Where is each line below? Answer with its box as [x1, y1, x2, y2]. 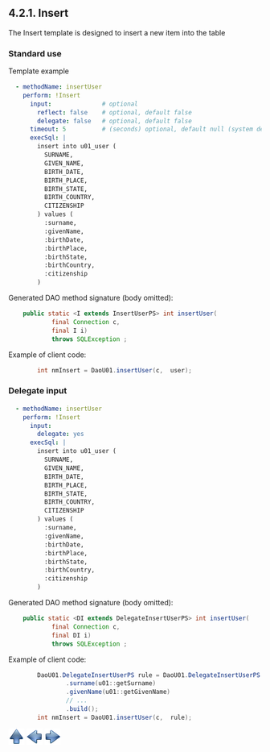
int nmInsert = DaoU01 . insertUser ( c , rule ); [37, 713, 193, 721]
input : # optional [29, 100, 138, 108]
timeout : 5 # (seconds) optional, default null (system [29, 125, 253, 134]
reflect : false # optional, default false [37, 108, 193, 116]
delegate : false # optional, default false [37, 117, 193, 125]
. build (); [65, 705, 99, 713]
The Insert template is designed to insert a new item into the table [8, 27, 226, 37]
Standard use [8, 48, 62, 59]
